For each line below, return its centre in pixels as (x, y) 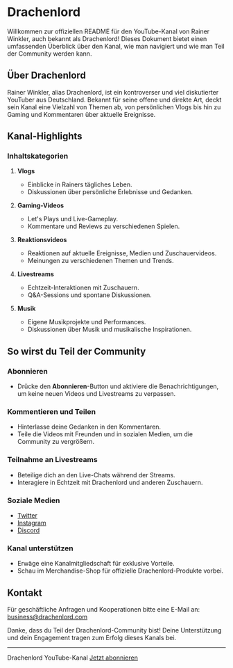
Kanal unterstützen (41, 548)
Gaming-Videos (41, 205)
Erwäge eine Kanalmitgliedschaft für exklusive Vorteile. (96, 564)
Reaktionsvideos (42, 240)
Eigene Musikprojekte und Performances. (87, 322)
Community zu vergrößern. (56, 442)
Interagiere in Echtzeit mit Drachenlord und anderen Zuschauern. (110, 482)
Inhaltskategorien (38, 156)
